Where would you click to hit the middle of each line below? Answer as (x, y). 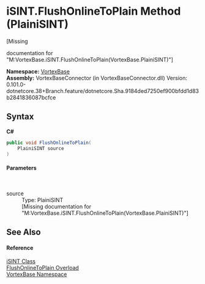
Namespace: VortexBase (38, 71)
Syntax (20, 117)
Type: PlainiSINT (43, 200)
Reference (20, 248)
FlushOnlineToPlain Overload (43, 268)
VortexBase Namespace (37, 274)
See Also (24, 232)
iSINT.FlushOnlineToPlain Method (94, 11)
